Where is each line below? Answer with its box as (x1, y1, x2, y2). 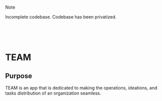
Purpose (5, 71, 32, 80)
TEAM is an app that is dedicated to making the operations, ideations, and (5, 85, 157, 90)
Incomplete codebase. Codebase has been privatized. (5, 14, 116, 19)
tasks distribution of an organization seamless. (5, 90, 101, 96)
